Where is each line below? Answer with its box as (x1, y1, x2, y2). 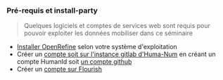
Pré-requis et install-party (6, 6, 98, 15)
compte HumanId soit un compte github (16, 58, 132, 66)
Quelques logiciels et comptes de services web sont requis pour (23, 22, 210, 30)
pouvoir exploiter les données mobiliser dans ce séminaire (23, 29, 193, 37)
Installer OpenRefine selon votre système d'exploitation (16, 43, 177, 51)
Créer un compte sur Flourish (16, 65, 103, 74)
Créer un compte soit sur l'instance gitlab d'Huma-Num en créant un (16, 50, 216, 58)
